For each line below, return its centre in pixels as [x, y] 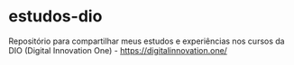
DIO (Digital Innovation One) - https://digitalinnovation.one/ [118, 50]
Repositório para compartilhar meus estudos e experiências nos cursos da [147, 41]
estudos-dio [55, 16]
